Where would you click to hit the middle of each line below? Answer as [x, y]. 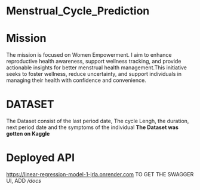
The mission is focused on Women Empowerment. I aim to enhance [89, 55]
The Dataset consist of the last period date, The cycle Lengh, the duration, [98, 121]
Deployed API [41, 158]
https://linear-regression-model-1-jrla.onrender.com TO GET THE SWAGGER [100, 174]
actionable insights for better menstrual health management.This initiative [96, 68]
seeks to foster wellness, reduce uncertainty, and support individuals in [94, 74]
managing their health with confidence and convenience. [76, 80]
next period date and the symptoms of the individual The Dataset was [93, 127]
